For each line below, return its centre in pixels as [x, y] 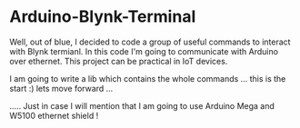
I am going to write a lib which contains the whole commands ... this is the [148, 78]
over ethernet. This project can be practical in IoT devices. [119, 61]
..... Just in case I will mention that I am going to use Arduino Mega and [142, 105]
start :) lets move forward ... [61, 88]
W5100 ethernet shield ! [54, 115]
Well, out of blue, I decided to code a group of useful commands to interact [150, 42]
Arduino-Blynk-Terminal [103, 17]
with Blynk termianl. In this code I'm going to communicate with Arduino [144, 51]
